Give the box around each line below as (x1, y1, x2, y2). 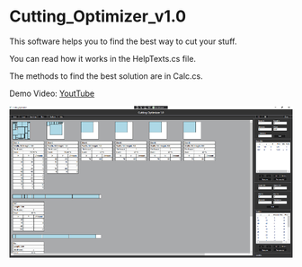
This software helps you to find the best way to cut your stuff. (9, 36, 237, 47)
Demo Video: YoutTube (9, 88, 95, 99)
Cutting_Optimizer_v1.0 (9, 6, 187, 27)
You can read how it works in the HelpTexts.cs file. (9, 53, 196, 64)
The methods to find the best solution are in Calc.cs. (9, 70, 204, 82)
